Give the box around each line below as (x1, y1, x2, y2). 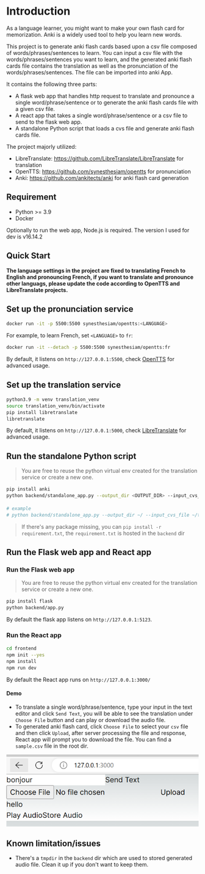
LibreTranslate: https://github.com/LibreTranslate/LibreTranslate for (15, 154, 184, 162)
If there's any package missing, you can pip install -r (21, 523, 162, 530)
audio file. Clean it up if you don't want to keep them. (15, 861, 149, 869)
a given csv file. (15, 105, 55, 112)
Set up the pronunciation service (6, 304, 134, 314)
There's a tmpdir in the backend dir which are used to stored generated (15, 854, 193, 862)
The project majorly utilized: (6, 143, 77, 150)
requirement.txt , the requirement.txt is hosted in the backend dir (21, 529, 185, 537)
